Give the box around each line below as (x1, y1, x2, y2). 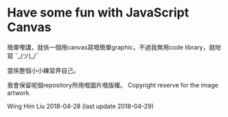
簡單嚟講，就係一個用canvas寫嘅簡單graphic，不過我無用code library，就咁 (7, 43, 221, 51)
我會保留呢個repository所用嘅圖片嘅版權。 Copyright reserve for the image (7, 81, 218, 89)
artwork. (7, 88, 31, 97)
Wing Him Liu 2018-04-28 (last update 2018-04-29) (7, 102, 155, 110)
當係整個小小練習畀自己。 (7, 66, 80, 74)
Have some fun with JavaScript (7, 5, 190, 21)
